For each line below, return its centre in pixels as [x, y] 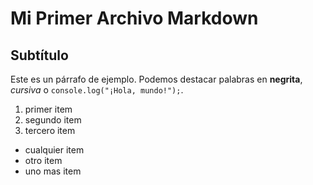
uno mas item [53, 171]
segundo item [53, 120]
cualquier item [54, 150]
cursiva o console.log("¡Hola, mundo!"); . [97, 90]
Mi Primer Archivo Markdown [134, 18]
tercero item [50, 130]
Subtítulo [39, 55]
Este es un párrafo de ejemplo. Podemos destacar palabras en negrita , [156, 79]
